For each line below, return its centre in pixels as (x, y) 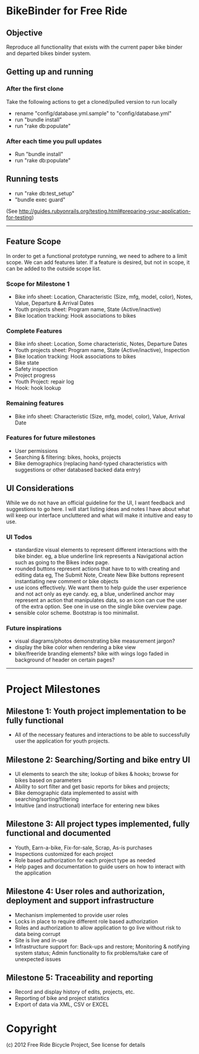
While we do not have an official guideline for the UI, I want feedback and (96, 503)
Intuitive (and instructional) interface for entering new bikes (87, 806)
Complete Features (34, 331)
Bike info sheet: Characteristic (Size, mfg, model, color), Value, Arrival (100, 416)
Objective (25, 33)
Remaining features (35, 403)
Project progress (35, 375)
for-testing (19, 217)
